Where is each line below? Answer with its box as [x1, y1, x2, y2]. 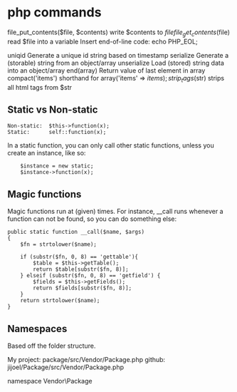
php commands [7, 4, 102, 21]
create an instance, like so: [7, 149, 86, 158]
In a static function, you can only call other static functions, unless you [7, 141, 215, 150]
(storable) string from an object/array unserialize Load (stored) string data [7, 58, 224, 67]
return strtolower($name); [20, 297, 100, 304]
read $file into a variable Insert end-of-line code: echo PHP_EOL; [7, 37, 198, 46]
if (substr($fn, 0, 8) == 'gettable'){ [20, 254, 139, 261]
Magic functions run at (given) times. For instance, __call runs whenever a [7, 207, 223, 216]
